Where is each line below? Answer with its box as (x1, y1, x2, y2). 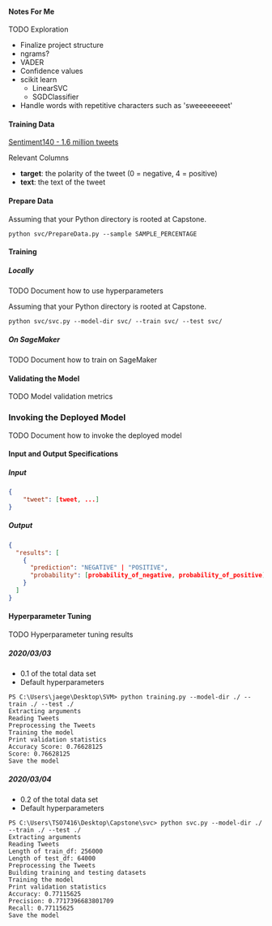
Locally (8, 265, 34, 275)
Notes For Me (8, 6, 55, 16)
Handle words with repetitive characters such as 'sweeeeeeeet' (19, 101, 233, 110)
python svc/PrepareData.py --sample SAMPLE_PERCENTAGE (8, 230, 198, 238)
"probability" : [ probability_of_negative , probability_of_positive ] (29, 571, 266, 580)
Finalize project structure (19, 41, 104, 50)
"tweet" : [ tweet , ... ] (23, 495, 100, 504)
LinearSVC (32, 84, 68, 93)
